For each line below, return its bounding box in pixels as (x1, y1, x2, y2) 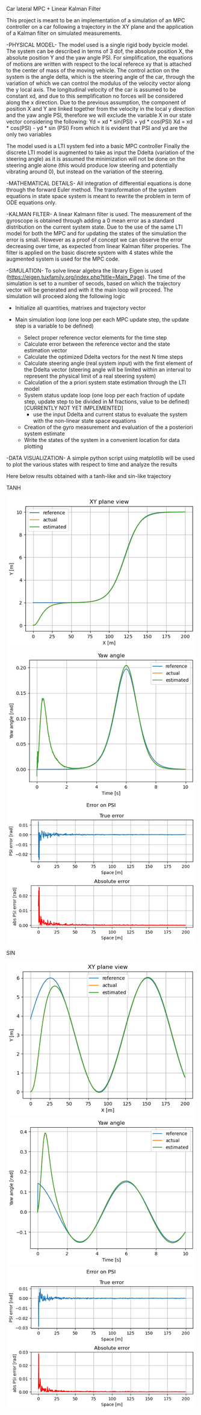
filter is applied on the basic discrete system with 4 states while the (6, 249, 173, 256)
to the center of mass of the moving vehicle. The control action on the (6, 67, 179, 74)
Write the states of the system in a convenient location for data (23, 437, 180, 443)
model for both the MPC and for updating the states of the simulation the (6, 230, 187, 237)
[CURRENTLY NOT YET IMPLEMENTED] (23, 405, 123, 411)
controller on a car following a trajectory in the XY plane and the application (6, 23, 194, 30)
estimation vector (23, 347, 67, 354)
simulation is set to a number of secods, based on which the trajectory (6, 280, 181, 287)
